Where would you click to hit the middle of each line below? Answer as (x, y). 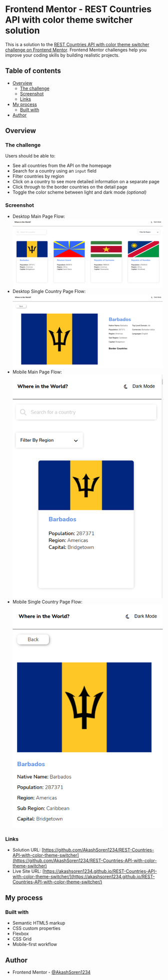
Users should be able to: (30, 156)
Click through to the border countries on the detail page (70, 187)
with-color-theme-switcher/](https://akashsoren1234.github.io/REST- (83, 877)
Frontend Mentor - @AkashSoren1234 (51, 972)
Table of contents (33, 71)
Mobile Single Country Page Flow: (47, 602)
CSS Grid (22, 939)
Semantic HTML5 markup (39, 923)
